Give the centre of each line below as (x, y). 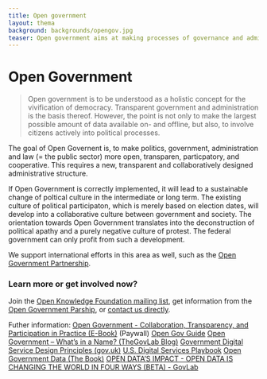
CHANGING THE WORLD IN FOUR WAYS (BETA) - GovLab (103, 367)
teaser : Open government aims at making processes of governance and (126, 38)
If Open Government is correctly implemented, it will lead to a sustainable (128, 189)
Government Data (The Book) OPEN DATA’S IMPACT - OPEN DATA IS (121, 359)
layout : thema (32, 23)
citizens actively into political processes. (94, 133)
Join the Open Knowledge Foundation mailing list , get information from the (130, 301)
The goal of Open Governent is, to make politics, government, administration (133, 149)
